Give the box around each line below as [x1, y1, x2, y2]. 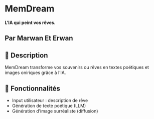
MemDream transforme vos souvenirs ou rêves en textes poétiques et [5, 64, 149, 70]
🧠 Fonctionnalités [5, 84, 61, 92]
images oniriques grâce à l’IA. [5, 69, 66, 75]
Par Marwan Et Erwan [5, 34, 73, 42]
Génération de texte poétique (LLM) [12, 102, 86, 108]
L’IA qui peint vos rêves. [5, 19, 56, 25]
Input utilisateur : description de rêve [12, 97, 88, 103]
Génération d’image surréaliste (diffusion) [12, 108, 98, 114]
